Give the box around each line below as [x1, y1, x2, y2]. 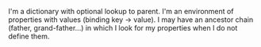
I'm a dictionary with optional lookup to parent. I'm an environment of [8, 7, 234, 16]
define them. [8, 31, 50, 41]
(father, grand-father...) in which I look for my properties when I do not [8, 23, 238, 32]
